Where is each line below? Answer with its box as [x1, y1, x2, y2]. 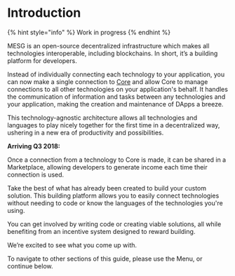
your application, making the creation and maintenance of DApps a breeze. [7, 99, 224, 108]
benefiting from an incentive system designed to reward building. [7, 227, 196, 235]
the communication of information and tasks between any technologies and [7, 92, 226, 101]
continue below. [7, 261, 54, 270]
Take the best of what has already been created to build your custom [7, 184, 207, 192]
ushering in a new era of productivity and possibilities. [7, 128, 164, 137]
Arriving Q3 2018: [7, 142, 61, 150]
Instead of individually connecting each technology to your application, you [7, 70, 225, 78]
